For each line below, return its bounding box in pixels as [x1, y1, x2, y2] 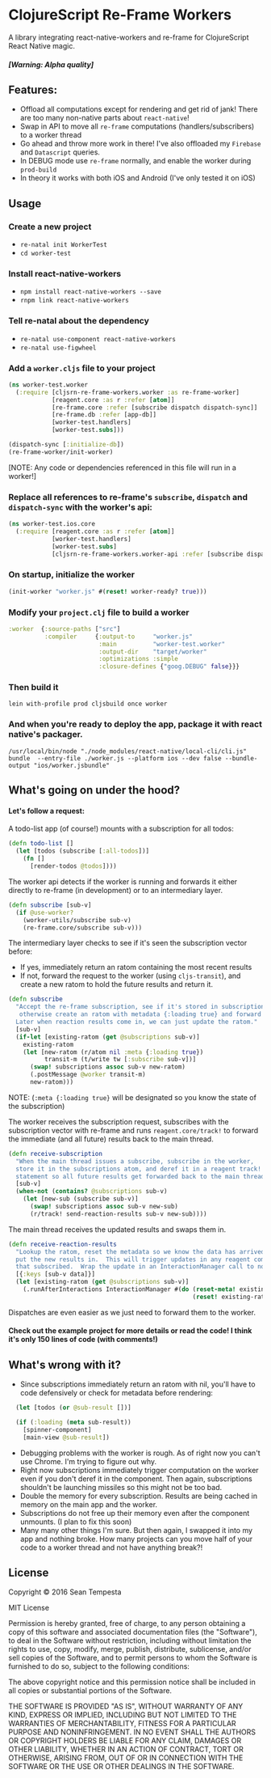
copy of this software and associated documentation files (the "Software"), [8, 1628, 258, 1637]
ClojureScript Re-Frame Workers [8, 6, 232, 24]
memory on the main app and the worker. [19, 1499, 158, 1509]
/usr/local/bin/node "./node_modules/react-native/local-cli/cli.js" [8, 747, 248, 756]
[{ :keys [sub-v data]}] [15, 1270, 95, 1279]
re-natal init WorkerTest [19, 241, 107, 249]
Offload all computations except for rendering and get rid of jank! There [19, 104, 258, 114]
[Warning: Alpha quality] [8, 59, 94, 70]
